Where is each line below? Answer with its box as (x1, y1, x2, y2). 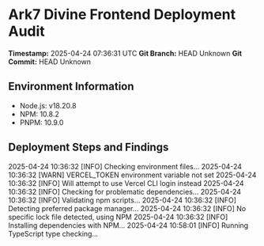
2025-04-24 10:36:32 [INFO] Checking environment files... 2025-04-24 (8, 161, 243, 171)
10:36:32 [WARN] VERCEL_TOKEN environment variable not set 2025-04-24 (8, 170, 257, 180)
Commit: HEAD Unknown (8, 57, 92, 66)
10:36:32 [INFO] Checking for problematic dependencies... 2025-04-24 (8, 187, 242, 196)
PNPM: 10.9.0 (19, 117, 64, 127)
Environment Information (8, 80, 134, 93)
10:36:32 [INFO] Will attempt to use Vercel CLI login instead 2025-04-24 (8, 178, 244, 187)
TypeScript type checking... (8, 229, 99, 238)
